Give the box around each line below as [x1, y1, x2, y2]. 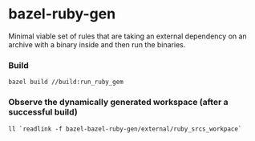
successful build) [8, 107, 78, 118]
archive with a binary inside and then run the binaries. [8, 39, 186, 49]
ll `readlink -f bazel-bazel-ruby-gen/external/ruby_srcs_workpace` [8, 125, 242, 133]
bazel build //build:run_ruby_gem [8, 78, 124, 87]
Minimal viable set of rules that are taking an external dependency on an [8, 31, 247, 41]
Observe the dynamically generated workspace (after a [8, 97, 229, 108]
